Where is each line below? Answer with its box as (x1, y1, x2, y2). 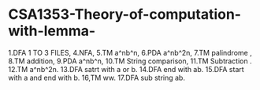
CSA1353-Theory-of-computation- (8, 5, 242, 23)
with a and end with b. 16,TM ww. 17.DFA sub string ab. (8, 73, 185, 82)
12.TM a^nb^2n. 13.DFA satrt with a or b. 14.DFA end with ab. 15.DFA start (8, 64, 244, 74)
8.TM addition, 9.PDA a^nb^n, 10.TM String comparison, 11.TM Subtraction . (8, 56, 252, 66)
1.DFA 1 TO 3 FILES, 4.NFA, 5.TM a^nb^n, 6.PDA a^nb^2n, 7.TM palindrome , (8, 48, 252, 57)
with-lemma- (8, 22, 96, 40)
